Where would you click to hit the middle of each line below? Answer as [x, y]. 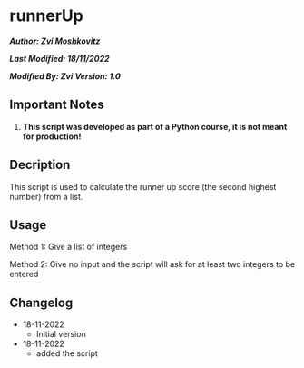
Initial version [61, 334]
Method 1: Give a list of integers [69, 247]
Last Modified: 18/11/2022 [60, 58]
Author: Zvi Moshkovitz [55, 41]
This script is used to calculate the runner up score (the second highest [143, 186]
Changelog [41, 302]
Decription [40, 165]
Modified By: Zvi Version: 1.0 [65, 76]
